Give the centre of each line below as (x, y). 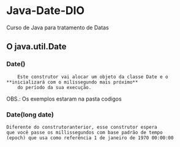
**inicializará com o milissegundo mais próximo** (72, 82)
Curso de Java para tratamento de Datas (58, 27)
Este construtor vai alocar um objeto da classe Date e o (93, 77)
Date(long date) (30, 115)
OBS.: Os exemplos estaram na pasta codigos (64, 99)
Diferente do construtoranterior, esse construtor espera (82, 127)
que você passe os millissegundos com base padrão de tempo (85, 132)
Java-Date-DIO (45, 11)
